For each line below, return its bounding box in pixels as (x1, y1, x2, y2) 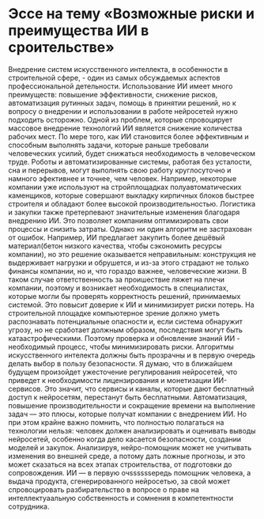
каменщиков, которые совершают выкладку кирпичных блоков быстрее (8, 191, 255, 200)
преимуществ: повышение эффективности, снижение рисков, (8, 89, 218, 99)
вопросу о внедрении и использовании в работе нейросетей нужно (8, 106, 239, 116)
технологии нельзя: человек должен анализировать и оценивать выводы (8, 426, 256, 435)
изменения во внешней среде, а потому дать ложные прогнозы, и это (8, 451, 246, 460)
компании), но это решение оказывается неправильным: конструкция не (8, 249, 257, 259)
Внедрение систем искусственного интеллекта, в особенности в (8, 64, 228, 74)
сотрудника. (8, 502, 50, 511)
